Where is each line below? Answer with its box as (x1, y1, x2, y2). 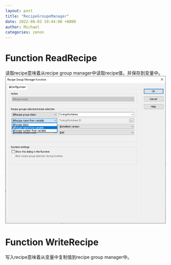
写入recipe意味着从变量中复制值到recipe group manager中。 (5, 254, 132, 260)
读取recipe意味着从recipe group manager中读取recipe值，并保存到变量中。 (5, 70, 163, 76)
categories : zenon (5, 30, 44, 35)
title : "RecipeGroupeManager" (5, 13, 70, 19)
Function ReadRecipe (5, 53, 97, 64)
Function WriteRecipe (5, 236, 99, 248)
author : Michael (5, 25, 40, 30)
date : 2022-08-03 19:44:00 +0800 (5, 19, 76, 24)
